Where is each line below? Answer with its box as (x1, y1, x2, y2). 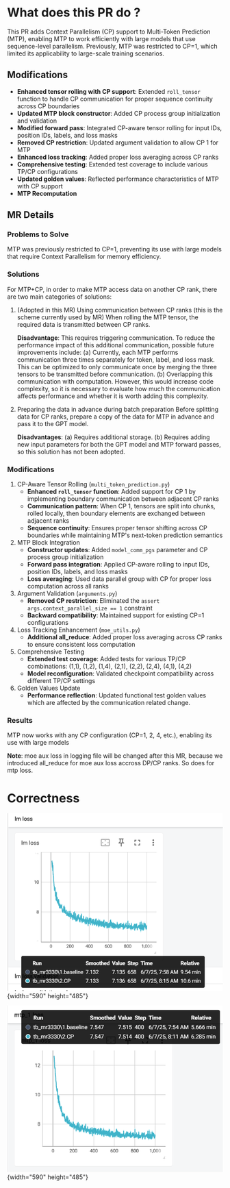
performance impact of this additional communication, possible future (16, 341, 214, 349)
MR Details (7, 209, 55, 221)
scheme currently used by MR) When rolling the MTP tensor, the (16, 313, 199, 321)
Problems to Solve (7, 230, 69, 239)
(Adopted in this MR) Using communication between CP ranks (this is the (16, 306, 223, 314)
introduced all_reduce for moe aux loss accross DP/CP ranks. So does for (7, 759, 215, 767)
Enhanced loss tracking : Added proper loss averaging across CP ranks (16, 153, 219, 161)
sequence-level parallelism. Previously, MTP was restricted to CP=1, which (7, 42, 218, 50)
